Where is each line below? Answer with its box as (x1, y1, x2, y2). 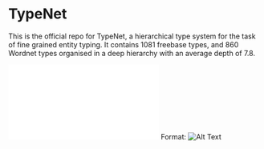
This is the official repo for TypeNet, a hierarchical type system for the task (8, 31, 256, 41)
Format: (160, 131, 187, 141)
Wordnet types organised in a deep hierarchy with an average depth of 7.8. (8, 48, 255, 58)
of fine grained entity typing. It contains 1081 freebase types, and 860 (8, 39, 239, 49)
